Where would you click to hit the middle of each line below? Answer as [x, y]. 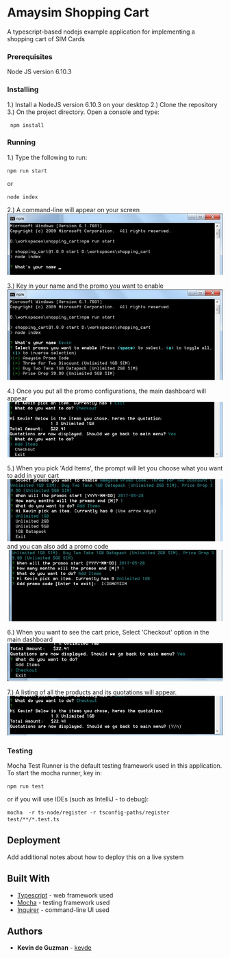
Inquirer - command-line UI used [63, 910]
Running [22, 142]
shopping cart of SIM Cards [46, 38]
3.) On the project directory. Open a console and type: [83, 112]
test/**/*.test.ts [33, 819]
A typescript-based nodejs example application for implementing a [101, 32]
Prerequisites [30, 56]
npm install [27, 125]
